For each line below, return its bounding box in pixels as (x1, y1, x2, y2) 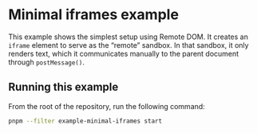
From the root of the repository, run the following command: (8, 101, 205, 111)
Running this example (8, 80, 119, 94)
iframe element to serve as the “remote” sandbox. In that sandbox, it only (8, 40, 249, 49)
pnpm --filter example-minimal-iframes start (8, 117, 162, 125)
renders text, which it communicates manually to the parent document (8, 49, 239, 58)
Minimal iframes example (8, 6, 180, 24)
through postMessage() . (8, 57, 85, 67)
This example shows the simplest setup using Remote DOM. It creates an (8, 32, 249, 41)
